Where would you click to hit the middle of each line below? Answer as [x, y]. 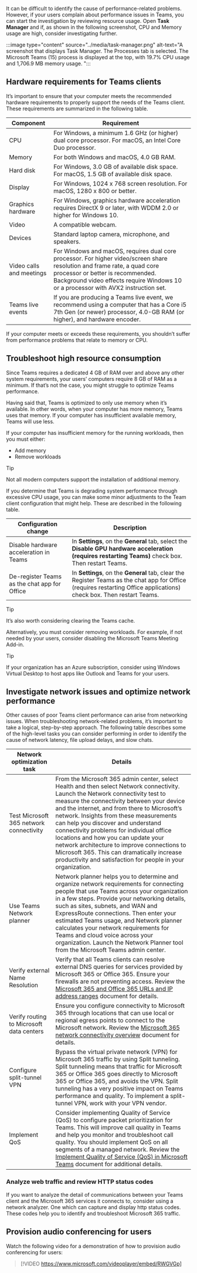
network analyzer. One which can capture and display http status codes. [94, 1207]
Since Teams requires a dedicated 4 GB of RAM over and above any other [95, 373]
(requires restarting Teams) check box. [127, 556]
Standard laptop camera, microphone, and [112, 234]
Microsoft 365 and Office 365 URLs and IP [114, 989]
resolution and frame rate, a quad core [106, 265]
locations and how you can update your [110, 838]
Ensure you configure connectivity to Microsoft [120, 1006]
